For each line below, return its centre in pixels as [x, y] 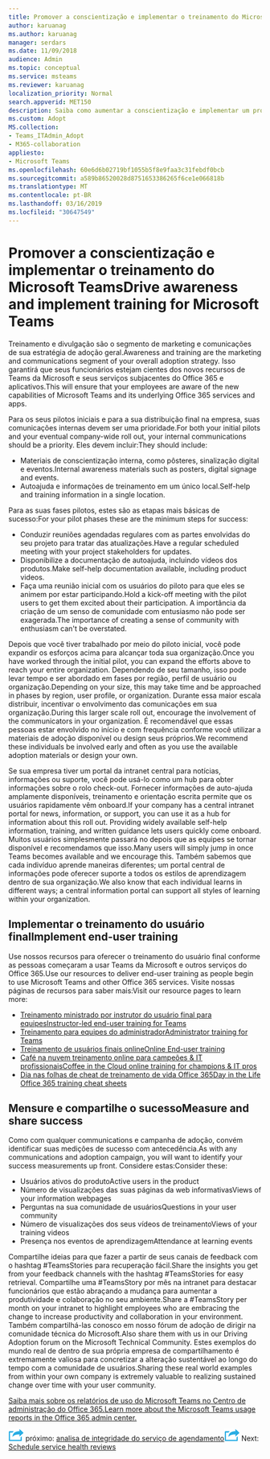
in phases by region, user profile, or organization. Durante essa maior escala [135, 695]
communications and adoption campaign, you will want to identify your [126, 1157]
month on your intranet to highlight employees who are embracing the [124, 1309]
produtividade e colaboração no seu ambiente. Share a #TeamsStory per [128, 1300]
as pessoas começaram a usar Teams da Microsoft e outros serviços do [128, 965]
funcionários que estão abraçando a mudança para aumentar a [113, 1291]
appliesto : [27, 153]
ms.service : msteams [43, 76]
